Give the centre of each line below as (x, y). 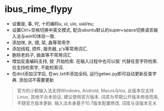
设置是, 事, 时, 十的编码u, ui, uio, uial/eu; (53, 23)
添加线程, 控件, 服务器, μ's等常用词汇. (50, 48)
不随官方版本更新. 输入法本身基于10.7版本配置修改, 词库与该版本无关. (87, 103)
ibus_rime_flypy (39, 9)
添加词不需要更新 (36, 80)
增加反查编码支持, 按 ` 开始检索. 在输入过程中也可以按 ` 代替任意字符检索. (85, 61)
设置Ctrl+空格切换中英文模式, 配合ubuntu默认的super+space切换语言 (83, 30)
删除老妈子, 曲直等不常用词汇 (42, 55)
